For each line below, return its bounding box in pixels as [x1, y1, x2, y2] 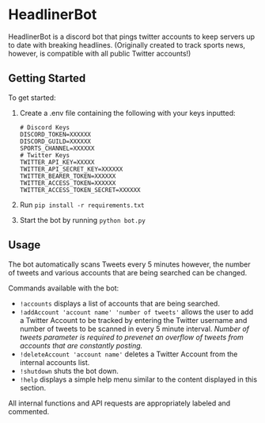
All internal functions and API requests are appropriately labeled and [8, 398, 231, 408]
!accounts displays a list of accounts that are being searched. [19, 298, 220, 308]
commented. [8, 406, 50, 416]
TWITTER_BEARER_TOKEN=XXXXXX [19, 172, 116, 180]
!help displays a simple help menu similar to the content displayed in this [19, 375, 258, 384]
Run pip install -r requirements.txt [19, 200, 145, 210]
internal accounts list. [19, 357, 90, 367]
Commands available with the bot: [8, 283, 119, 293]
